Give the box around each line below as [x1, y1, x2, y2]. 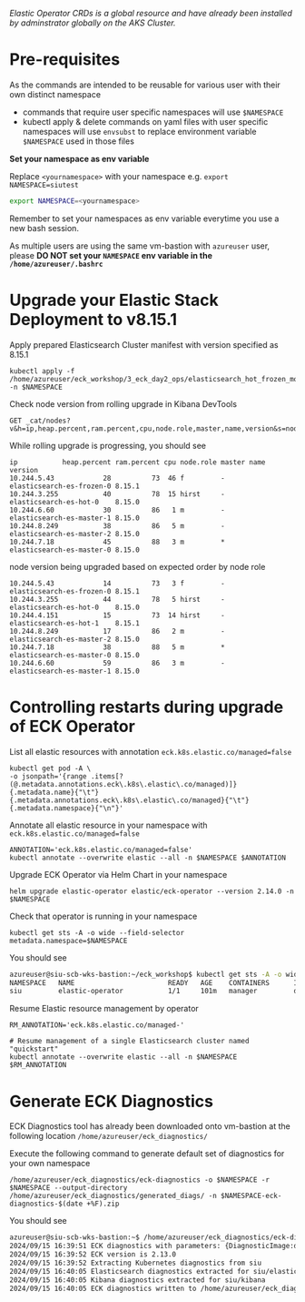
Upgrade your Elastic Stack [9, 290, 220, 310]
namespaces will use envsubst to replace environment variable [22, 126, 257, 137]
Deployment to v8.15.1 [9, 310, 177, 330]
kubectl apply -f [9, 366, 75, 376]
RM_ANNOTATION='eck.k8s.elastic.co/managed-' [9, 1021, 184, 1030]
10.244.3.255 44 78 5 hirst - [9, 595, 225, 604]
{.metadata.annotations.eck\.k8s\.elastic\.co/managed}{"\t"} [9, 796, 250, 805]
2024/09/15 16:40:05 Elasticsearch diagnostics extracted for [9, 1266, 250, 1276]
